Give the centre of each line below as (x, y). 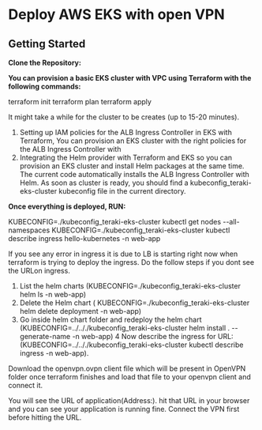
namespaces (29, 230)
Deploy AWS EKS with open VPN (116, 15)
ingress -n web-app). (54, 353)
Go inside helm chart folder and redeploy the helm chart (111, 319)
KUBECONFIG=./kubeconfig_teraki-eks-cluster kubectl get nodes (115, 222)
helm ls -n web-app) (53, 294)
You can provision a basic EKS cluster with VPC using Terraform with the (130, 78)
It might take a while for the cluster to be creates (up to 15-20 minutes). (124, 117)
